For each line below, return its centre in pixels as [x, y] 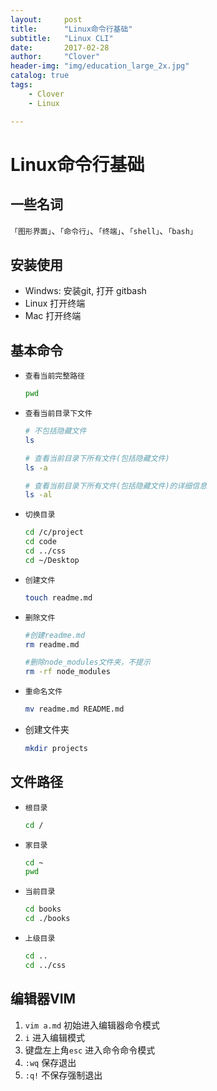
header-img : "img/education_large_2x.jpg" [100, 66]
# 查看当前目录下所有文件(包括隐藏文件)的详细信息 [116, 486]
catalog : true [40, 76]
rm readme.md [52, 644]
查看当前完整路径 [54, 376]
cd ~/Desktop [52, 560]
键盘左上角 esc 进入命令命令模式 [90, 1050]
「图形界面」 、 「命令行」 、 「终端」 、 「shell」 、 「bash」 [104, 230]
